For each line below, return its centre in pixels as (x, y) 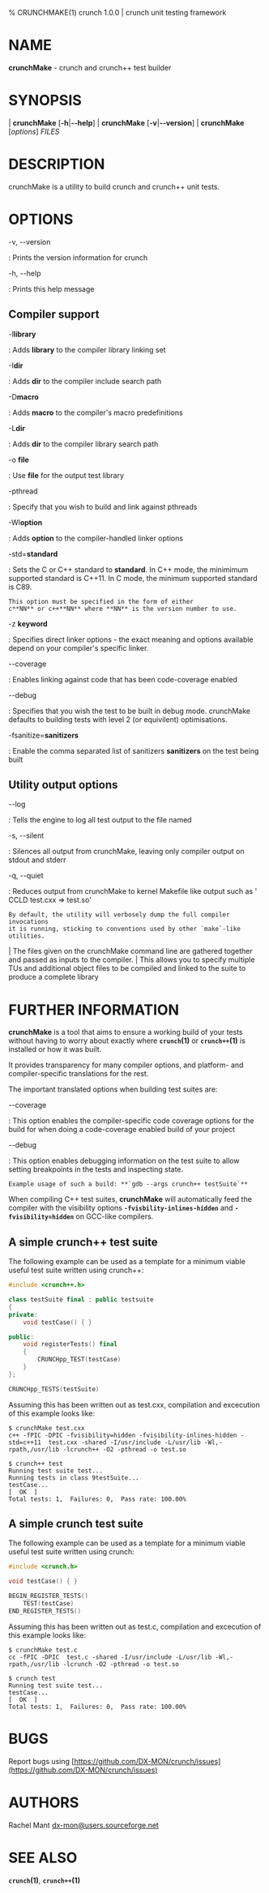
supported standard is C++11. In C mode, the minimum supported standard (133, 578)
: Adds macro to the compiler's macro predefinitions (96, 412)
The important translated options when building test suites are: (113, 1089)
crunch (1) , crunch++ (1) (45, 1880)
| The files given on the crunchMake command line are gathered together (130, 951)
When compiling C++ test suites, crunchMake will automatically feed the (130, 1199)
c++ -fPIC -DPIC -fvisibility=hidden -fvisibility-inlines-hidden (123, 1435)
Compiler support (54, 315)
